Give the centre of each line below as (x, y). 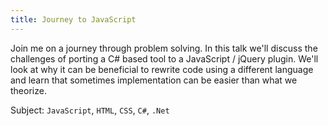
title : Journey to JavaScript (73, 19)
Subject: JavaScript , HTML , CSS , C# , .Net (90, 110)
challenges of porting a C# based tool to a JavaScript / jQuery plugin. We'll (164, 58)
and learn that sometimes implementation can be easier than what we (154, 80)
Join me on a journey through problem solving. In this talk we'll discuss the (164, 48)
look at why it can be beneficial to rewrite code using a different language (162, 69)
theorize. (28, 90)
